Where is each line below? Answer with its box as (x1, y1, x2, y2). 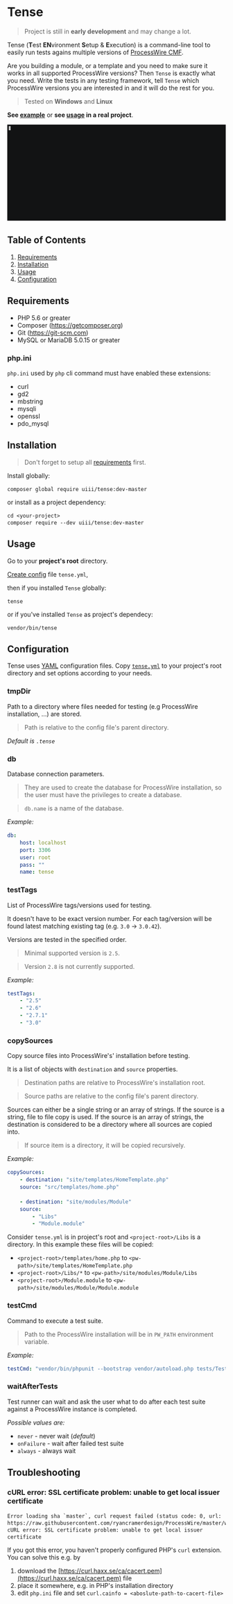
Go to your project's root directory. (7, 556, 108, 565)
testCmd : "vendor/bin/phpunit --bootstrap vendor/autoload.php (7, 1365, 194, 1372)
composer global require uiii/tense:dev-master (7, 486, 148, 492)
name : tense (19, 869, 54, 876)
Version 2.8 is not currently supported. (24, 962, 135, 970)
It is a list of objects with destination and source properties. (7, 1065, 178, 1073)
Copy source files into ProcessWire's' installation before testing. (7, 1052, 191, 1060)
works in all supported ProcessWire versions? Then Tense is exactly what (7, 69, 216, 77)
